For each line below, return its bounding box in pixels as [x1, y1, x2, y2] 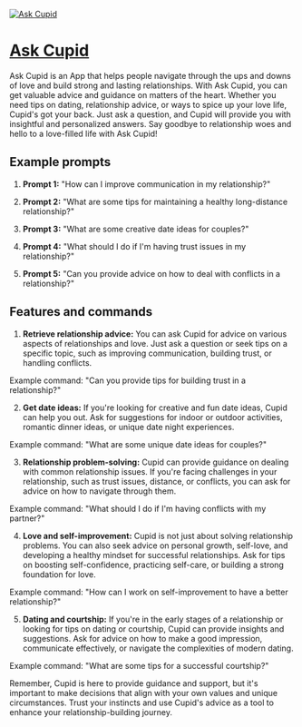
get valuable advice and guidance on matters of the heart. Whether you [9, 89, 277, 100]
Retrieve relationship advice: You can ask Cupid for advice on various [22, 328, 287, 339]
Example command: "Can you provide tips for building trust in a [9, 375, 247, 386]
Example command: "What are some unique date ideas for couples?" [9, 438, 268, 449]
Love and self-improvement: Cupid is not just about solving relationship [22, 530, 293, 541]
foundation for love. [22, 568, 97, 580]
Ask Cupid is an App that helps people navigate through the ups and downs [9, 70, 292, 81]
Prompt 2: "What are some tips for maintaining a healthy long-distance [22, 196, 288, 207]
